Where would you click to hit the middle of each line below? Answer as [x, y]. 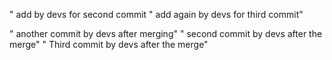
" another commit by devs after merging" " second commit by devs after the [166, 33]
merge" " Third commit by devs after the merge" [109, 44]
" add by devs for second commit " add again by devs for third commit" [156, 14]
